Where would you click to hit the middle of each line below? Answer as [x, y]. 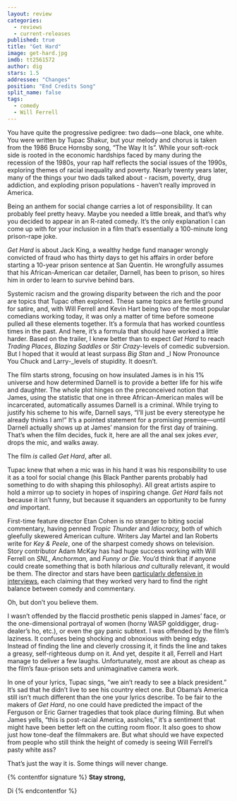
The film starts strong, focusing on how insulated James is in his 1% [106, 374]
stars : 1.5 [23, 73]
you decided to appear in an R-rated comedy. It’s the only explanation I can [116, 221]
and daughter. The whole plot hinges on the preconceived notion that [108, 390]
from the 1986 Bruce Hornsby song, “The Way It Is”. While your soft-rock [113, 147]
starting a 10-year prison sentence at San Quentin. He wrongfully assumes [116, 265]
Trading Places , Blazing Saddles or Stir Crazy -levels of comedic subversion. [119, 346]
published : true [31, 40]
